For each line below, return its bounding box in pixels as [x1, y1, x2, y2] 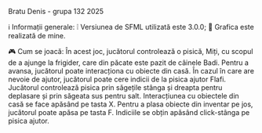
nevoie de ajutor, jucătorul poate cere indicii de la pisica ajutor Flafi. [8, 74, 226, 84]
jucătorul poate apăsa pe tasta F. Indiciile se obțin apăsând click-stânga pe [8, 108, 250, 117]
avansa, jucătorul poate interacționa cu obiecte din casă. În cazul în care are [8, 66, 255, 75]
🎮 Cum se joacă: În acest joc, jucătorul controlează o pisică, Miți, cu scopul [8, 47, 253, 56]
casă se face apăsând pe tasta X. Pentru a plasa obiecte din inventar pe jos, [8, 99, 253, 109]
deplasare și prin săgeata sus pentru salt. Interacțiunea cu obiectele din [8, 92, 239, 100]
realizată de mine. [8, 31, 66, 40]
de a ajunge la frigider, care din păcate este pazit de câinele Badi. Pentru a [8, 58, 249, 67]
